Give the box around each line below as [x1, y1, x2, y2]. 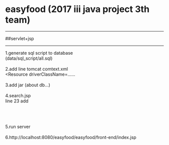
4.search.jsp [5, 92, 31, 98]
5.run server [5, 123, 31, 129]
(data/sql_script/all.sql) [5, 55, 53, 61]
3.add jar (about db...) [5, 82, 50, 88]
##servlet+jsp [5, 35, 34, 41]
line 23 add [5, 98, 29, 104]
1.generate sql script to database [5, 50, 73, 56]
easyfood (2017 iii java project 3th [5, 4, 150, 15]
